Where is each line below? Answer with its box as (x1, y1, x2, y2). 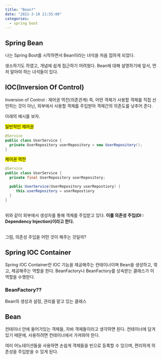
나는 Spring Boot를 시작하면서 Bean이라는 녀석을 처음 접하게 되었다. (5, 52, 135, 59)
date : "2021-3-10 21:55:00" (5, 12, 62, 17)
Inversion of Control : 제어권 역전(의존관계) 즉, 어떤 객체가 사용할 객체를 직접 (5, 97, 152, 102)
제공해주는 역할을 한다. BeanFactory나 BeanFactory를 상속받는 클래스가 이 (11, 268, 155, 274)
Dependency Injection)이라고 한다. (5, 218, 74, 224)
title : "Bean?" (5, 7, 36, 12)
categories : (5, 16, 29, 21)
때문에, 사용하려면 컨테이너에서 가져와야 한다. (14, 332, 100, 338)
